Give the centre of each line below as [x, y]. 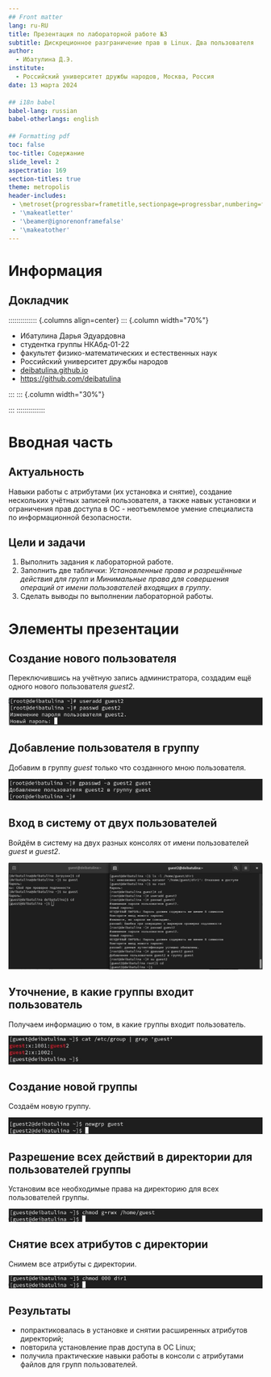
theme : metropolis [39, 187]
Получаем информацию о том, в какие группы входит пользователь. [127, 1024]
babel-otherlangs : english [54, 119]
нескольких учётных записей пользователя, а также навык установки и [132, 500]
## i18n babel [32, 102]
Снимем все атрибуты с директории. [73, 1264]
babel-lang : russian [43, 111]
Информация [56, 271]
